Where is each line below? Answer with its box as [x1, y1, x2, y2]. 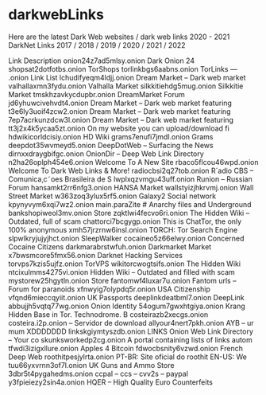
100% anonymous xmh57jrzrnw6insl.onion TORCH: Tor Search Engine [8, 225, 238, 234]
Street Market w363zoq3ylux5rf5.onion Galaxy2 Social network [8, 191, 217, 201]
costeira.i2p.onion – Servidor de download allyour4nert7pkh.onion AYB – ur [8, 318, 254, 327]
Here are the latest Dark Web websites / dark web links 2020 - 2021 [8, 32, 230, 41]
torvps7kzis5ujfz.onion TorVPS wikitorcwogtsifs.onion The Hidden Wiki [8, 259, 241, 268]
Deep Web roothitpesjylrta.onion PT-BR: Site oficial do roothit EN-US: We [8, 352, 248, 362]
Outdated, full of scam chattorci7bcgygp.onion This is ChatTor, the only [8, 217, 242, 226]
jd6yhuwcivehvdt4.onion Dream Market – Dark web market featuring [8, 98, 233, 108]
